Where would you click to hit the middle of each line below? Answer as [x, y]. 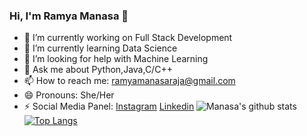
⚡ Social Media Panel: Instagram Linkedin [109, 106]
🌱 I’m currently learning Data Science [100, 48]
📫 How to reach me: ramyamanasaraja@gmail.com [129, 81]
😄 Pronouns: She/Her [69, 95]
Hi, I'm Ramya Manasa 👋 [69, 16]
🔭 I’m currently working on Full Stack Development [128, 38]
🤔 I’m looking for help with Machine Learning [116, 59]
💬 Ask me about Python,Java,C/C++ [98, 70]
